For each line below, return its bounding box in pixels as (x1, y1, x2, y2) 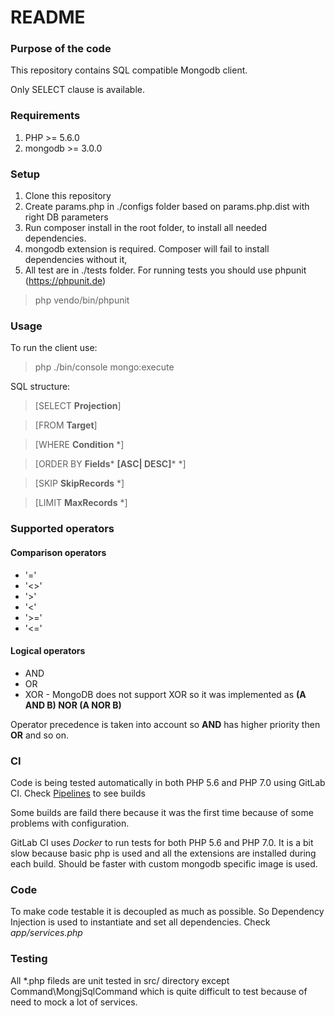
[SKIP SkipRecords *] (34, 477, 125, 490)
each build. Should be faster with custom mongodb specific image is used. (10, 858, 318, 870)
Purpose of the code (10, 42, 112, 56)
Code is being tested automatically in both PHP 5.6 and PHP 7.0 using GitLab (10, 777, 326, 788)
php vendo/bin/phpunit (34, 294, 130, 306)
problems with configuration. (10, 817, 130, 829)
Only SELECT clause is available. (10, 84, 146, 96)
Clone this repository (24, 190, 112, 202)
